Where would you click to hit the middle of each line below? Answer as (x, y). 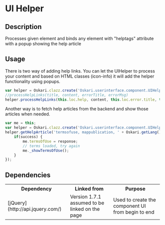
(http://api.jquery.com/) (35, 209)
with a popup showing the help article (43, 44)
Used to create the (135, 200)
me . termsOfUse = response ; (50, 141)
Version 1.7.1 (86, 197)
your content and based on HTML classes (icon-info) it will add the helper (80, 76)
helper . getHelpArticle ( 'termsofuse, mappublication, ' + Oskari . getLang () (83, 132)
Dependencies (28, 175)
